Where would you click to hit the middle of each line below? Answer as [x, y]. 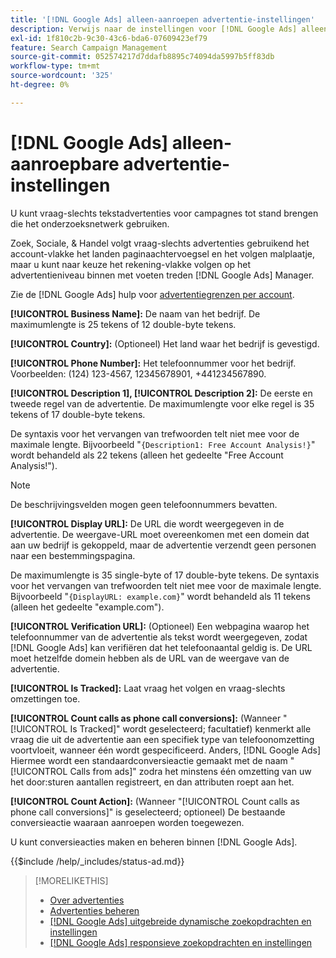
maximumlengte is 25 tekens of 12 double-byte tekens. [123, 324]
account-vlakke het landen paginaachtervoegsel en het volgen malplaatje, [163, 253]
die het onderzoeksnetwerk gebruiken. [90, 223]
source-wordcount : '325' [62, 76]
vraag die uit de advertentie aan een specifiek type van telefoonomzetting [162, 739]
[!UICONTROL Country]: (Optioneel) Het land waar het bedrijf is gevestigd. [165, 343]
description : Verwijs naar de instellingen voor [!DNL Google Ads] [154, 29]
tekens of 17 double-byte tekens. [78, 414]
